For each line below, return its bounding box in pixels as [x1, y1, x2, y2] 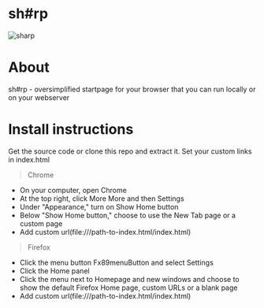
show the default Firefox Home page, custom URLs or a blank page [19, 283, 238, 292]
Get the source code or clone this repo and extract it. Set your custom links [8, 147, 252, 156]
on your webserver [8, 92, 70, 102]
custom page [19, 218, 63, 228]
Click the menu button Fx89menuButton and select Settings [19, 258, 214, 267]
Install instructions [8, 121, 134, 139]
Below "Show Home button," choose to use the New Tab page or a [19, 210, 236, 220]
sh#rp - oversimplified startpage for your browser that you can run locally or [8, 84, 256, 94]
